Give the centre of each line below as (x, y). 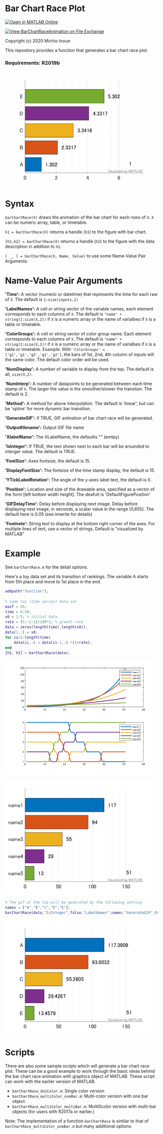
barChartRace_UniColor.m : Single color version (58, 1091)
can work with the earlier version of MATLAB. (50, 1081)
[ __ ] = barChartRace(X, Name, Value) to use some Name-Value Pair (76, 256)
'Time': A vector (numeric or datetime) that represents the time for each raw (81, 294)
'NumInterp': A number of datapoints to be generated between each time (79, 384)
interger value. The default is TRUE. (41, 452)
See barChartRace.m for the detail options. (47, 567)
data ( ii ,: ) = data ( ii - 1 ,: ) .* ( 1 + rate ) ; (53, 642)
